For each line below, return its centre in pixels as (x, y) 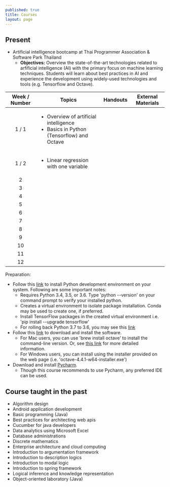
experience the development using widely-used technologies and (88, 79)
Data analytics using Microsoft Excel (50, 431)
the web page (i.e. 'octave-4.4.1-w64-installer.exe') (74, 360)
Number (20, 103)
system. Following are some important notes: (59, 290)
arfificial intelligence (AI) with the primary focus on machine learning (92, 68)
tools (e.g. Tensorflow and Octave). (57, 84)
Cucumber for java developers (44, 425)
